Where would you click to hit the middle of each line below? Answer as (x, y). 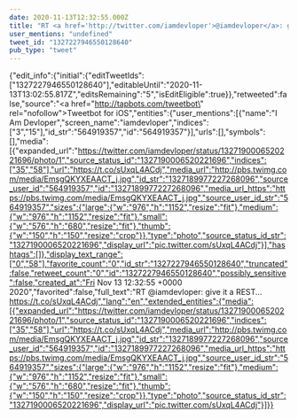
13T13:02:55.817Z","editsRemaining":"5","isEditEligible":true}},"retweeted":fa (148, 95)
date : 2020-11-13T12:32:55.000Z (69, 17)
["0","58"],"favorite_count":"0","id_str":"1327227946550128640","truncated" (149, 264)
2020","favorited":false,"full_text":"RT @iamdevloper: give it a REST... (136, 292)
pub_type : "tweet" (43, 50)
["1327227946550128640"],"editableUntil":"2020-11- (106, 85)
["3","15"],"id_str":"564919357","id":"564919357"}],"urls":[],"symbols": (137, 132)
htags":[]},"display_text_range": (66, 254)
